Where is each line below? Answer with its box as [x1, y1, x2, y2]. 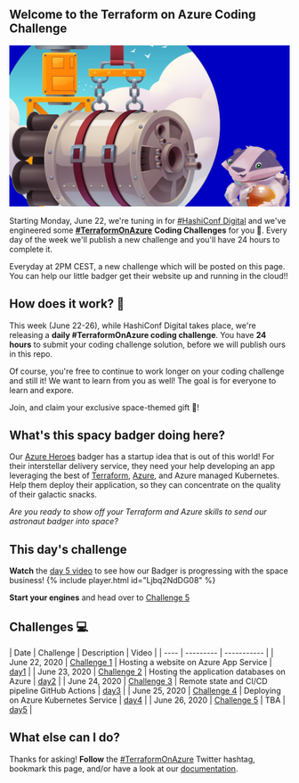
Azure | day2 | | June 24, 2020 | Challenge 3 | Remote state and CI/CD [9, 675, 269, 686]
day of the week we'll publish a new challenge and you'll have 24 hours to [9, 234, 280, 244]
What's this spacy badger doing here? [9, 427, 225, 442]
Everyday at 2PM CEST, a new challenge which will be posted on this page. [9, 260, 286, 271]
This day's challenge [9, 541, 127, 556]
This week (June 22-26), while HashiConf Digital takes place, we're [9, 320, 256, 331]
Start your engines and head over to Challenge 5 [9, 592, 190, 603]
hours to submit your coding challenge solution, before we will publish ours [9, 339, 287, 350]
